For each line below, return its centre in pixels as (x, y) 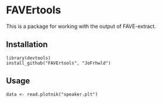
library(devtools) (28, 58)
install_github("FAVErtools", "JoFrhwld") (58, 63)
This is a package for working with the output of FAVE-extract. (81, 26)
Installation (27, 45)
